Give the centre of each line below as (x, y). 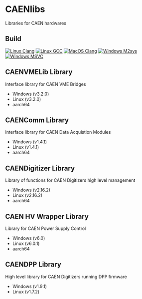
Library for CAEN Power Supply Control (46, 228)
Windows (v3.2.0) (31, 94)
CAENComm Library (37, 120)
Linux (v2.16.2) (27, 195)
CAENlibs (25, 9)
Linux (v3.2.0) (27, 99)
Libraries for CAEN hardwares (36, 23)
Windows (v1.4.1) (30, 142)
